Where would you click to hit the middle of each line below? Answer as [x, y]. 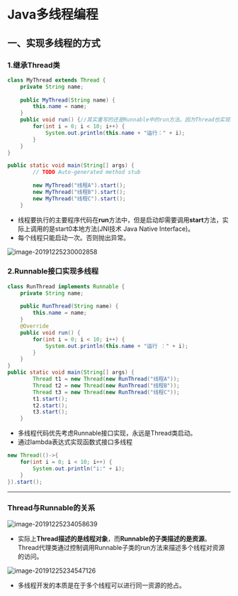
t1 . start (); [51, 399]
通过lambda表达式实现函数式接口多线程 [75, 442]
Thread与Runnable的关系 [51, 508]
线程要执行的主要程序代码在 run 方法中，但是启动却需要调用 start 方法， [120, 220]
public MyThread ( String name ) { [68, 100]
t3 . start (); [51, 412]
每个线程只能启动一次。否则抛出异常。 [73, 237]
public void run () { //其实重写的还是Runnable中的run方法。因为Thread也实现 [125, 120]
